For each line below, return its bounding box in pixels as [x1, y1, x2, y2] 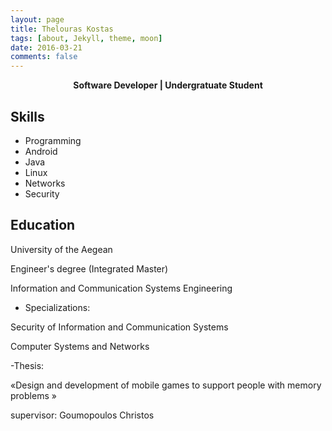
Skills [10, 108, 45, 125]
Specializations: [24, 301, 91, 313]
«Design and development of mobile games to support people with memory [10, 379, 322, 391]
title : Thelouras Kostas [10, 24, 114, 34]
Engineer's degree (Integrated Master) [10, 262, 169, 275]
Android [24, 145, 58, 157]
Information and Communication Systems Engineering [10, 282, 233, 294]
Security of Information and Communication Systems [10, 321, 229, 333]
